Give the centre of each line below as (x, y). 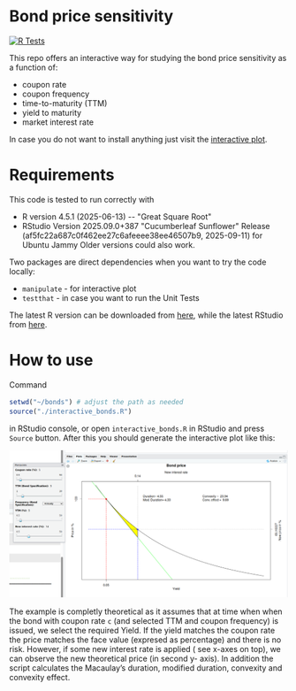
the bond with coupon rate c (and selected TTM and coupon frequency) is (144, 620)
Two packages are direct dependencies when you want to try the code (138, 262)
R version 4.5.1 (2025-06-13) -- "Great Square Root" (117, 216)
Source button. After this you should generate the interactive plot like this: (142, 438)
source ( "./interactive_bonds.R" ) (71, 411)
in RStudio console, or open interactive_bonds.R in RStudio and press (137, 428)
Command (28, 384)
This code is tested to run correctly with (82, 199)
